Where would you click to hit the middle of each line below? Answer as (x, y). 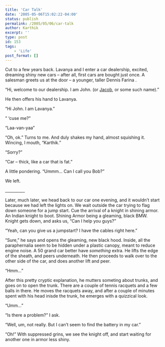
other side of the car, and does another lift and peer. (58, 261)
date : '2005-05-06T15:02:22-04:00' (42, 14)
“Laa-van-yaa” (20, 128)
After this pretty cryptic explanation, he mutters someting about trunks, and (82, 280)
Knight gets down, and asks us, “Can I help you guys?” (61, 221)
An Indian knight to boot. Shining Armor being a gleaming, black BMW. (76, 216)
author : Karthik (22, 28)
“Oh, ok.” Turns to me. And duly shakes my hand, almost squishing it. (75, 137)
